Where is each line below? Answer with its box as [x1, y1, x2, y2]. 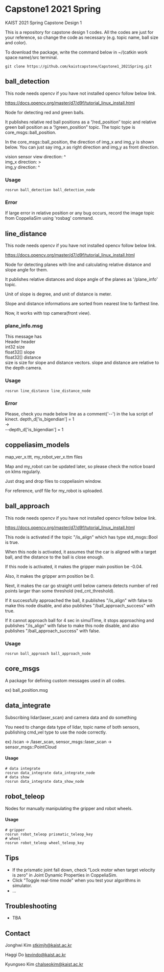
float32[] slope [5, 349, 35, 355]
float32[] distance [5, 354, 42, 360]
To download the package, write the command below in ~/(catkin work [5, 49, 148, 55]
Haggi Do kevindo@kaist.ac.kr [5, 952, 66, 958]
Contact [5, 929, 30, 938]
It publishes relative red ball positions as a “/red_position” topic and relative [5, 119, 157, 125]
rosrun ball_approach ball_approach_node [5, 651, 91, 656]
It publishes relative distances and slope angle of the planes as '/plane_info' [5, 276, 158, 282]
